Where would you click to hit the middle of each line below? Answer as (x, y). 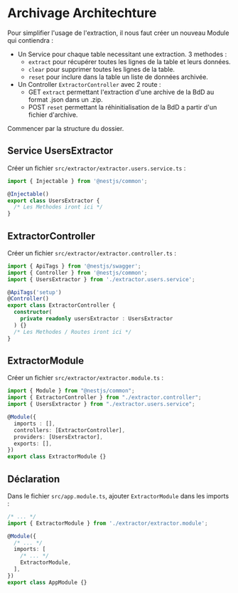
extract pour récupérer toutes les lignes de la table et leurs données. (129, 61)
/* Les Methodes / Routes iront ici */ (73, 332)
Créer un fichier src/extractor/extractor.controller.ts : (92, 253)
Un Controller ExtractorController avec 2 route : (89, 84)
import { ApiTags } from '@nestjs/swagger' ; (74, 266)
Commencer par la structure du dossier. (66, 128)
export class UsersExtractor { (54, 201)
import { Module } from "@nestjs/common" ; (71, 391)
